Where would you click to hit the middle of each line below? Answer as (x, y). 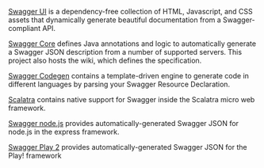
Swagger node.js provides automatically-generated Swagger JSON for (124, 123)
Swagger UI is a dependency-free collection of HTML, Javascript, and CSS (131, 11)
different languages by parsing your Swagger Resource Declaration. (119, 84)
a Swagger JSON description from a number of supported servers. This (125, 52)
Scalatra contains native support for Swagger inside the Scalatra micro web (132, 99)
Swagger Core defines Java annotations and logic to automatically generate (132, 44)
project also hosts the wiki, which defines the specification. (105, 60)
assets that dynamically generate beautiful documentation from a (115, 20)
